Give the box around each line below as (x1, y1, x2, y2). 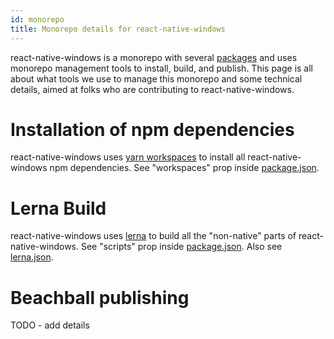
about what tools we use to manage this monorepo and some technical (10, 72, 303, 85)
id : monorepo (10, 14, 65, 25)
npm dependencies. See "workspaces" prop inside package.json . (49, 162, 320, 174)
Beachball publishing (10, 286, 190, 309)
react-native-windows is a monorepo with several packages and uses (10, 51, 298, 63)
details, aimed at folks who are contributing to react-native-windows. (10, 83, 295, 95)
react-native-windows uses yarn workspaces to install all (10, 151, 246, 163)
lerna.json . (10, 251, 54, 263)
